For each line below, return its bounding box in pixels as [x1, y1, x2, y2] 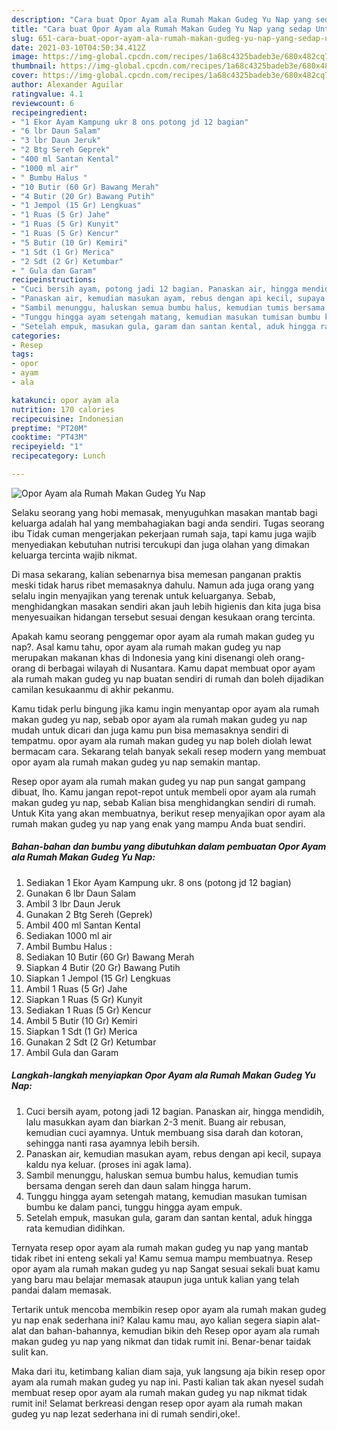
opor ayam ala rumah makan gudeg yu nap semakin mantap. [11, 756, 261, 768]
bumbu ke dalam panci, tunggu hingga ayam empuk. [25, 1201, 243, 1213]
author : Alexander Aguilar [11, 80, 124, 90]
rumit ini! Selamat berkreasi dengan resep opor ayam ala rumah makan [11, 1397, 303, 1409]
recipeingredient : [11, 107, 88, 118]
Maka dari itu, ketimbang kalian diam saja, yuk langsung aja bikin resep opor [11, 1365, 326, 1377]
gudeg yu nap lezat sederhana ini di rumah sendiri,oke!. [11, 1407, 241, 1420]
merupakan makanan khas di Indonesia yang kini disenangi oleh [11, 651, 275, 663]
